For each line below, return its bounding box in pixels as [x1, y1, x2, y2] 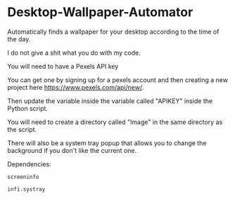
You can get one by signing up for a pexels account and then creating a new [7, 75, 229, 84]
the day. [7, 34, 31, 43]
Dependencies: [7, 159, 51, 168]
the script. [7, 125, 37, 133]
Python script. [7, 104, 48, 112]
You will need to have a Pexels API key [7, 62, 119, 70]
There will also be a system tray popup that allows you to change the [7, 138, 207, 147]
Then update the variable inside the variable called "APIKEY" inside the [7, 96, 213, 105]
